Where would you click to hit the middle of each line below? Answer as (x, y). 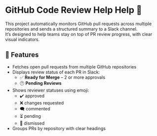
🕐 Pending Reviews (40, 83)
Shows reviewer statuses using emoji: (51, 90)
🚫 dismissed (32, 123)
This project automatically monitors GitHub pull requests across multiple (78, 24)
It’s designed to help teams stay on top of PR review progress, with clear (79, 34)
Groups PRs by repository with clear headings (59, 128)
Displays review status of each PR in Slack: (56, 72)
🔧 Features (22, 55)
